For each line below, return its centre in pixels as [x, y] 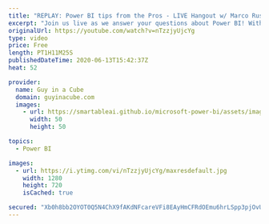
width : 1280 [42, 178]
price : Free [28, 46]
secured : [23, 208]
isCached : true [48, 193]
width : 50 [46, 120]
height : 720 [42, 186]
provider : [25, 82]
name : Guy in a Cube [50, 90]
